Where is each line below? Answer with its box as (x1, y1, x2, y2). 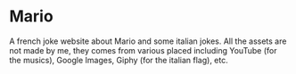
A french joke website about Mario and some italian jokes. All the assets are (9, 36, 287, 46)
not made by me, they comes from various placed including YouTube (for (9, 45, 277, 55)
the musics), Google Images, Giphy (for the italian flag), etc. (9, 54, 229, 65)
